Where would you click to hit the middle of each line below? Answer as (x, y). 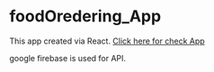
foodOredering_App (85, 16)
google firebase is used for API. (68, 58)
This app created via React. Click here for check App (107, 41)
